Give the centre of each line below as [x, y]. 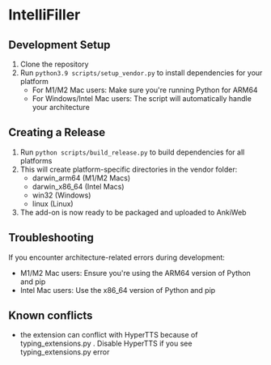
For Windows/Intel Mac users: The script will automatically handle [142, 98]
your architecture [61, 107]
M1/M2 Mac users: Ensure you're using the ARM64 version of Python [135, 273]
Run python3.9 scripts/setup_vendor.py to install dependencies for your [141, 73]
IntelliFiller [44, 15]
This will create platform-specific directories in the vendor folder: [129, 169]
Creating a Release [57, 132]
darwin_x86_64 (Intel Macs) [78, 186]
